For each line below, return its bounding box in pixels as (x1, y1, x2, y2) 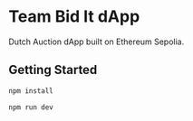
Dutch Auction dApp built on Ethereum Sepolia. (8, 36, 185, 47)
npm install (8, 86, 53, 96)
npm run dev (8, 102, 53, 112)
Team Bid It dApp (8, 6, 140, 27)
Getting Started (8, 62, 98, 78)
